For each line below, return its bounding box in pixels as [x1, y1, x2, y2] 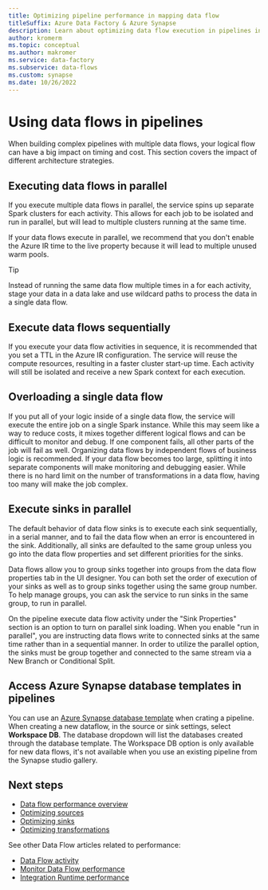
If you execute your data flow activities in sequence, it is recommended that [8, 342, 258, 352]
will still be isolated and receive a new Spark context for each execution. [8, 368, 246, 377]
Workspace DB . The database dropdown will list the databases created [8, 730, 243, 739]
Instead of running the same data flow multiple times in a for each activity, [8, 281, 252, 290]
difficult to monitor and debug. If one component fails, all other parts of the [8, 436, 254, 447]
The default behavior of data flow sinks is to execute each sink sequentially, [8, 523, 258, 533]
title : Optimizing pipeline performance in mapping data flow [8, 11, 219, 20]
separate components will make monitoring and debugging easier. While [8, 462, 246, 471]
